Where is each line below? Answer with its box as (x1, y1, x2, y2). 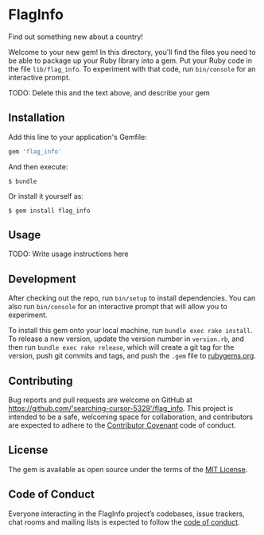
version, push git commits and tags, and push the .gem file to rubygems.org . (8, 351, 257, 361)
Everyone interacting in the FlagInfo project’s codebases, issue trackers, (8, 509, 245, 518)
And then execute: (8, 161, 68, 172)
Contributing (8, 374, 73, 387)
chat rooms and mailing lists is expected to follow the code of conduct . (8, 517, 240, 526)
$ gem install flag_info (8, 207, 91, 215)
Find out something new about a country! (8, 32, 143, 41)
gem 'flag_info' (8, 147, 62, 156)
